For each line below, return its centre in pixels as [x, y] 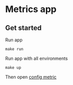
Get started [23, 28]
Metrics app [31, 9]
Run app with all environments [36, 58]
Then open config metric [31, 77]
